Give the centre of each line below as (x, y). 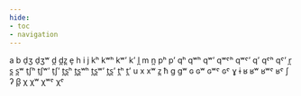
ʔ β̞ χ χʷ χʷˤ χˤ (37, 82)
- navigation (34, 34)
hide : (19, 17)
